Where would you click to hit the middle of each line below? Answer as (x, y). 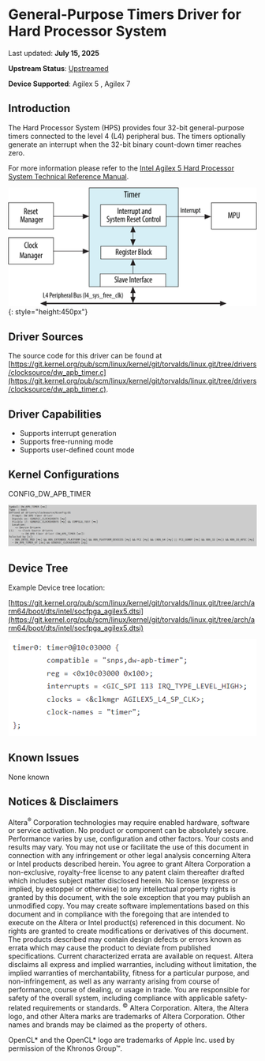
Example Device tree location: (56, 587)
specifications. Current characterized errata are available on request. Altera (131, 956)
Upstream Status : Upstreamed (58, 68)
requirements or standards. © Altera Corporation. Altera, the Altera (141, 1007)
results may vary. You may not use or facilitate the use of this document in (129, 847)
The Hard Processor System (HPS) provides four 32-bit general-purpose (126, 127)
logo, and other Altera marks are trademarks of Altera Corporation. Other (127, 1017)
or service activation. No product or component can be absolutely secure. (128, 830)
